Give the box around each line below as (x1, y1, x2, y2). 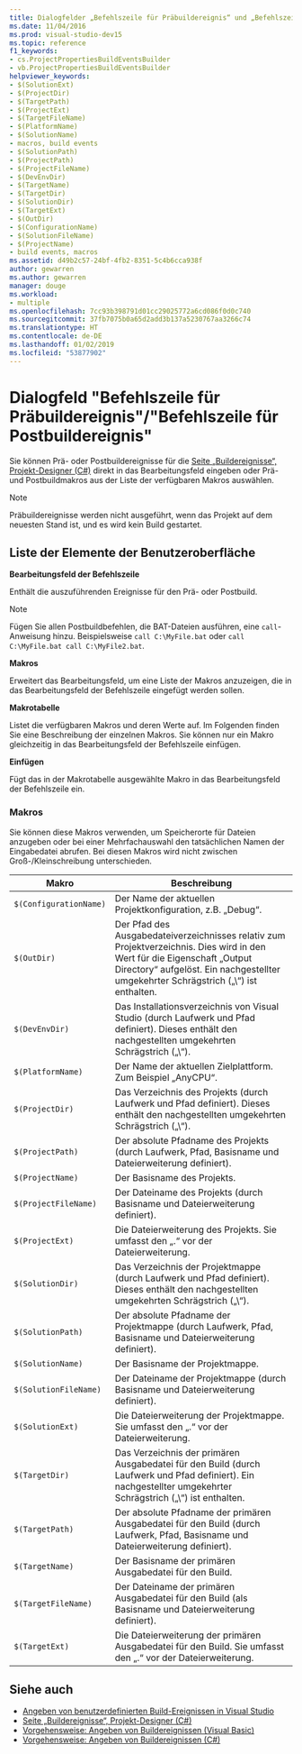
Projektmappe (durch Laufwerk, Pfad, (114, 1320, 274, 1332)
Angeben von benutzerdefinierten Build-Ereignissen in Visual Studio (22, 1705, 274, 1717)
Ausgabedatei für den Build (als (114, 1592, 248, 1604)
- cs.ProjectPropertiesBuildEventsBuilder (9, 55, 171, 64)
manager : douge (9, 281, 67, 290)
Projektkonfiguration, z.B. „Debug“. (114, 903, 262, 916)
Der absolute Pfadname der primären (114, 1506, 271, 1519)
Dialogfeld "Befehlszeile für (9, 387, 220, 407)
